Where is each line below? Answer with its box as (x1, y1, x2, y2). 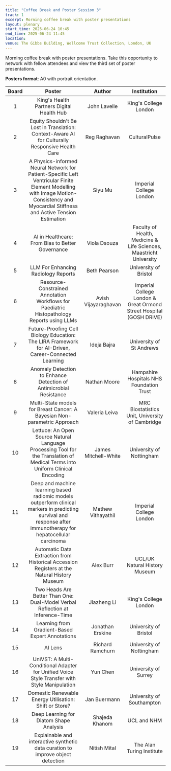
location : (5, 36, 26, 41)
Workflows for (36, 298, 70, 305)
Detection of (38, 378, 68, 385)
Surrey (136, 671, 153, 678)
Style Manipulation (31, 681, 76, 688)
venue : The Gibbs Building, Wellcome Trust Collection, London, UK (5, 41, 152, 46)
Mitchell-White (84, 452, 121, 459)
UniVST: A (33, 655, 58, 663)
